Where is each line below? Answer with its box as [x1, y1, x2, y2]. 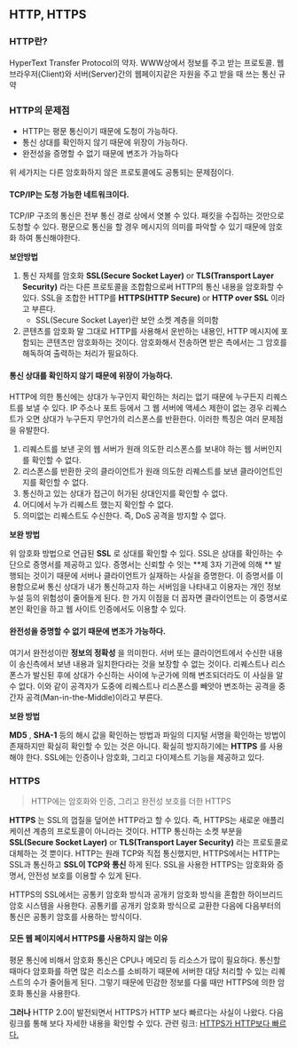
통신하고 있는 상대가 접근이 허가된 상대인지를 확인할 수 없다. [21, 488, 229, 499]
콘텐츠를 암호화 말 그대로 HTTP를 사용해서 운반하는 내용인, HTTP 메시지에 [21, 326, 279, 337]
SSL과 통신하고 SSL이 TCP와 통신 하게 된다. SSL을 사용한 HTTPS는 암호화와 [9, 859, 275, 869]
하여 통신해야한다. [18, 233, 81, 244]
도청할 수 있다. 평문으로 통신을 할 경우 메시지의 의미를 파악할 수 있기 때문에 [9, 221, 267, 232]
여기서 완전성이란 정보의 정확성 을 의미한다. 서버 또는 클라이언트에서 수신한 [9, 647, 267, 658]
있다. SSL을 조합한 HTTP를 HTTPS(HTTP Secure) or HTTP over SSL [21, 292, 269, 303]
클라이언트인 [238, 466, 284, 476]
